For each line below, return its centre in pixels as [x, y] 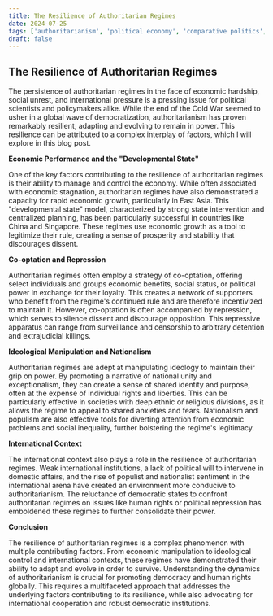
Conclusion [28, 527]
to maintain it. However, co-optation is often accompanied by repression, [130, 310]
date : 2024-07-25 [38, 24]
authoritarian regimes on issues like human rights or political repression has [135, 503]
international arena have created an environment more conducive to [122, 486]
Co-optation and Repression [57, 260]
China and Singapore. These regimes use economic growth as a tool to [127, 227]
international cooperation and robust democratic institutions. [110, 604]
